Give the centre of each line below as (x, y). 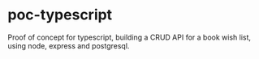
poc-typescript (60, 15)
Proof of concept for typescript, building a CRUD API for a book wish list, (129, 37)
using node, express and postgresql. (69, 45)
